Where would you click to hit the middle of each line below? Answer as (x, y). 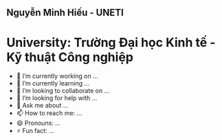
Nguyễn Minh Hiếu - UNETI (65, 13)
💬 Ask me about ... (42, 106)
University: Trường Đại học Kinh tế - (111, 42)
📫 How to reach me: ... (49, 113)
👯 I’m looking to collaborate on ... (63, 91)
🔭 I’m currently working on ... (57, 76)
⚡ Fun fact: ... (35, 131)
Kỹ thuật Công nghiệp (70, 57)
